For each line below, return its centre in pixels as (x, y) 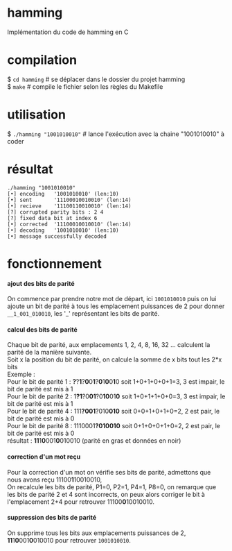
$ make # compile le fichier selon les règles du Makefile (85, 86)
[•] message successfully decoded (57, 236)
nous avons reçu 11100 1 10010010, (55, 480)
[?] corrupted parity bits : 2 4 (55, 212)
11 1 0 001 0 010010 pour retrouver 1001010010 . (69, 540)
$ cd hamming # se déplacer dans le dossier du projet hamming (96, 79)
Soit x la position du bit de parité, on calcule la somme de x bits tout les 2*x (115, 359)
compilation (42, 60)
